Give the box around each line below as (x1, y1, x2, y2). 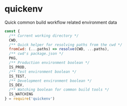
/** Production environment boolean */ (9, 61, 90, 65)
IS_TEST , (9, 74, 27, 78)
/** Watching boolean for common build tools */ (9, 87, 109, 92)
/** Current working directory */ (9, 33, 79, 38)
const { (4, 29, 20, 33)
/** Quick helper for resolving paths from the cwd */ (9, 42, 123, 47)
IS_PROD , (9, 64, 27, 70)
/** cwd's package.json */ (9, 51, 64, 56)
